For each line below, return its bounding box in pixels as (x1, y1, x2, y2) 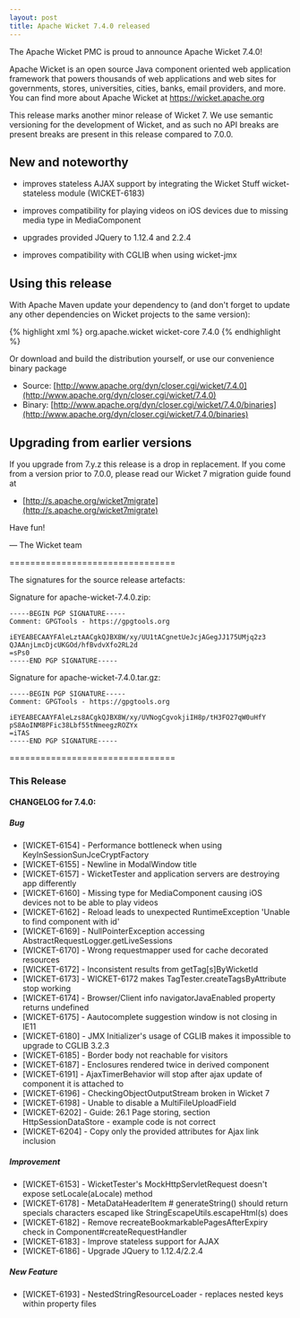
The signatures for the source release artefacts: (9, 574, 185, 584)
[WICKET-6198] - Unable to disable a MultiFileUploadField (21, 1097, 237, 1109)
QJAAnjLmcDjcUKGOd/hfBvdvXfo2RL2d (9, 640, 139, 649)
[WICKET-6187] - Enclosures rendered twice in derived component (21, 1059, 270, 1070)
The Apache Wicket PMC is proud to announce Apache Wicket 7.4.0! (9, 46, 262, 57)
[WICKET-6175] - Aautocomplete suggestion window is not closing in (21, 1012, 278, 1023)
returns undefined (21, 1002, 90, 1013)
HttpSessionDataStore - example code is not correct (21, 1117, 217, 1128)
